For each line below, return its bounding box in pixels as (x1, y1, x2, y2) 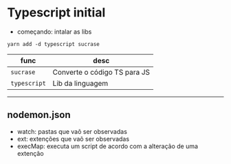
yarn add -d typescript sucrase (7, 40, 100, 47)
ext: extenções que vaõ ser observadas (16, 134, 129, 143)
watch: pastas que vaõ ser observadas (16, 127, 127, 135)
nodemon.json (7, 109, 71, 121)
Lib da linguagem (52, 78, 109, 88)
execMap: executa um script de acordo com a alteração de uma (16, 142, 198, 150)
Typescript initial (7, 5, 106, 21)
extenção (16, 149, 44, 157)
